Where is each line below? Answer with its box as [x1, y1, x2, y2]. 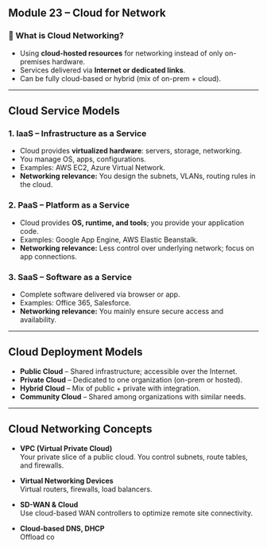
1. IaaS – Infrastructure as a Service [8, 128, 147, 138]
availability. [19, 314, 57, 325]
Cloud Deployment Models [8, 345, 143, 359]
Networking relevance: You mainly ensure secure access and [19, 306, 224, 316]
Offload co [19, 532, 56, 542]
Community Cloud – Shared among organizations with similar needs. [19, 391, 246, 401]
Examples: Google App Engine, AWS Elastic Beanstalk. [19, 235, 199, 244]
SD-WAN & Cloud [19, 499, 79, 509]
